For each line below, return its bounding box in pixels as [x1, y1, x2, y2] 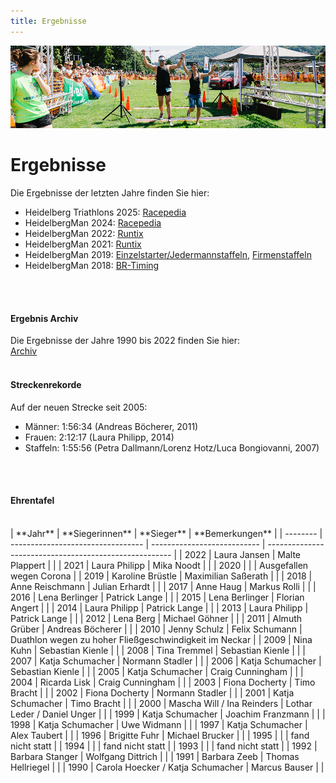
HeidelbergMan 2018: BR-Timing [24, 260, 160, 272]
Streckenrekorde [10, 378, 82, 390]
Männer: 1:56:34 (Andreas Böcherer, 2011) [24, 420, 199, 432]
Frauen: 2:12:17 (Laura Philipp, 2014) [24, 431, 175, 443]
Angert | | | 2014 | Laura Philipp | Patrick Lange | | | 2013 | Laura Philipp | [10, 601, 309, 614]
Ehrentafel [10, 495, 55, 507]
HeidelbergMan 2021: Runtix [24, 238, 142, 250]
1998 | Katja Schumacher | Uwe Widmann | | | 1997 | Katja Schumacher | [10, 718, 308, 730]
